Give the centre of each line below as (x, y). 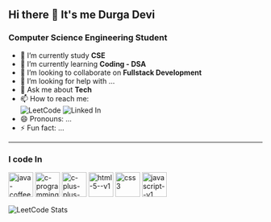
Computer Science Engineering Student (88, 38)
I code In (25, 159)
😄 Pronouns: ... (46, 118)
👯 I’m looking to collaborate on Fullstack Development (111, 72)
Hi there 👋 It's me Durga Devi (82, 15)
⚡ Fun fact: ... (42, 127)
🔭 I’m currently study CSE (63, 55)
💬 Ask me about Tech (56, 89)
